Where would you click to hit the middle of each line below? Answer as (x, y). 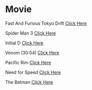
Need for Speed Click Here (33, 72)
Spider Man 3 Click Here (31, 33)
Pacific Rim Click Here (28, 62)
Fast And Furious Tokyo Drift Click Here (46, 23)
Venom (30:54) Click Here (32, 53)
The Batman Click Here (29, 82)
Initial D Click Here (24, 43)
